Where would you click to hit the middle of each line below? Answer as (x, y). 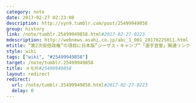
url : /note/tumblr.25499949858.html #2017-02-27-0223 (80, 85)
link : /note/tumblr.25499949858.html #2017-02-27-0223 (76, 35)
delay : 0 (23, 91)
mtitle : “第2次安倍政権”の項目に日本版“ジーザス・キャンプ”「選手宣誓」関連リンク (98, 46)
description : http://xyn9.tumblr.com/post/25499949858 (77, 23)
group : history (25, 29)
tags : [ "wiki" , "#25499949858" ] (47, 57)
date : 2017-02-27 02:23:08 (40, 18)
